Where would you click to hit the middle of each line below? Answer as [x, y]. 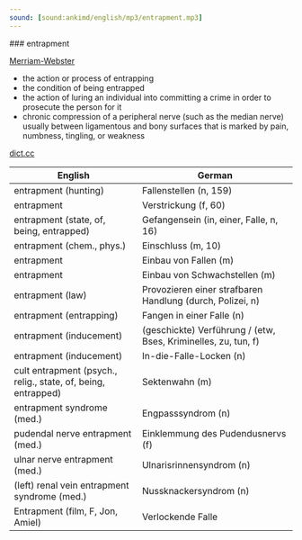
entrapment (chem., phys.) [70, 246]
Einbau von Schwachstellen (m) [209, 274]
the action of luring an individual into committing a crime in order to [147, 97]
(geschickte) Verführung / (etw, [209, 329]
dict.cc [22, 153]
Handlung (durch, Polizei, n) [201, 301]
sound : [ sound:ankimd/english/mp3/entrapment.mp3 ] [106, 18]
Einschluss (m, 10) [182, 246]
